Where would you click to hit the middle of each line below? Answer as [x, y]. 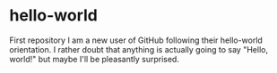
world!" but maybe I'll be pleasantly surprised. [94, 59]
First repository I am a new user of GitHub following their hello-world [136, 40]
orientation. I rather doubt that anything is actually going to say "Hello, [139, 49]
